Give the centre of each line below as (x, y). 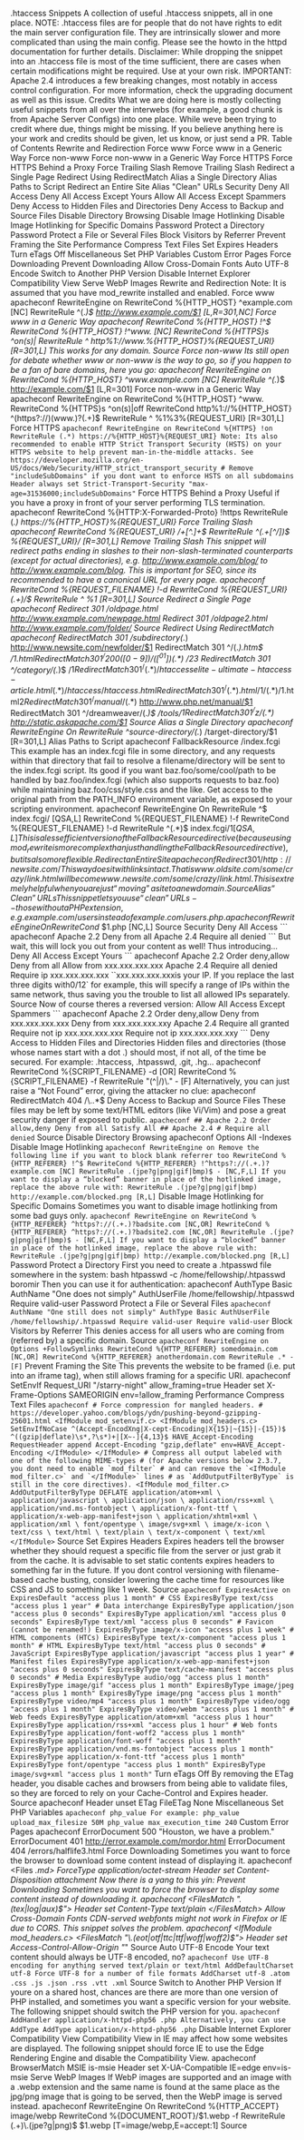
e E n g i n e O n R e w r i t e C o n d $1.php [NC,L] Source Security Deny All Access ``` (149, 927)
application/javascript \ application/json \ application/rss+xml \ (142, 1501)
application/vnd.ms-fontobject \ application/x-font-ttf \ (124, 1509)
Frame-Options (38, 1395)
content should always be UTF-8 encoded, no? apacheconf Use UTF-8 (140, 1957)
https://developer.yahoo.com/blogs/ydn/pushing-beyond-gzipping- (136, 1414)
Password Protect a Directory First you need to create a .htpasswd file (141, 1265)
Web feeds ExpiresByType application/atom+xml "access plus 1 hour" (142, 1718)
